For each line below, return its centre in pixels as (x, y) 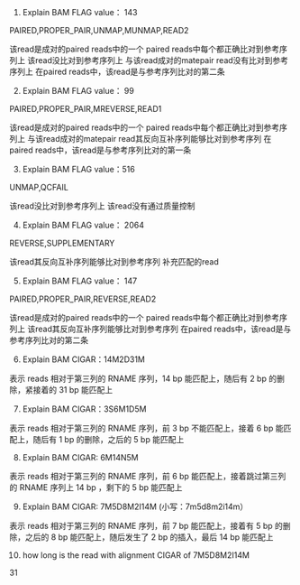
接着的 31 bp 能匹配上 (73, 390)
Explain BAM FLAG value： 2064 (83, 225)
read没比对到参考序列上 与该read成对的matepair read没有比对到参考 (162, 60)
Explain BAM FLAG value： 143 (80, 12)
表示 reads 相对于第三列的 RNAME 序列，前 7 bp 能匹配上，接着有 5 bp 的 (146, 526)
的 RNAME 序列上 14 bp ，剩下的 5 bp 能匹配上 (96, 487)
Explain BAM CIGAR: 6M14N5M (81, 457)
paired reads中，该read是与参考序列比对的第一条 (100, 150)
